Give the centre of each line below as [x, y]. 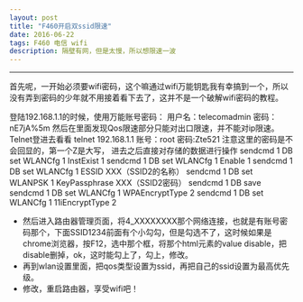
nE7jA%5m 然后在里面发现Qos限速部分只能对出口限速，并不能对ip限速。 [144, 128]
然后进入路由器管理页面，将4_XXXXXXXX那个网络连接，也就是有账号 [151, 221]
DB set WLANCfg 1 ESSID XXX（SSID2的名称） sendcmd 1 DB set [131, 171]
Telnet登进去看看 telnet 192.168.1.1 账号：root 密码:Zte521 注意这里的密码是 [147, 140]
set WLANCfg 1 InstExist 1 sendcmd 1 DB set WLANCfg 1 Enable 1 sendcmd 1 [151, 161]
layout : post [34, 18]
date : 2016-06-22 [42, 34]
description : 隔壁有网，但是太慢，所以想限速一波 [93, 51]
